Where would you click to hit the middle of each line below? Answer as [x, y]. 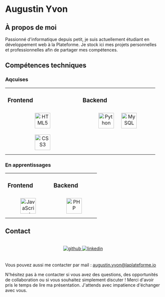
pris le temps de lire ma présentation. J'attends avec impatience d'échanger [82, 285]
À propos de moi [31, 28]
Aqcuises [17, 79]
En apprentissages [28, 165]
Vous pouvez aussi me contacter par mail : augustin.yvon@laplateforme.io [81, 265]
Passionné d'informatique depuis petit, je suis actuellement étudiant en [77, 39]
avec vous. [16, 290]
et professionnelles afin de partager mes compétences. [62, 50]
